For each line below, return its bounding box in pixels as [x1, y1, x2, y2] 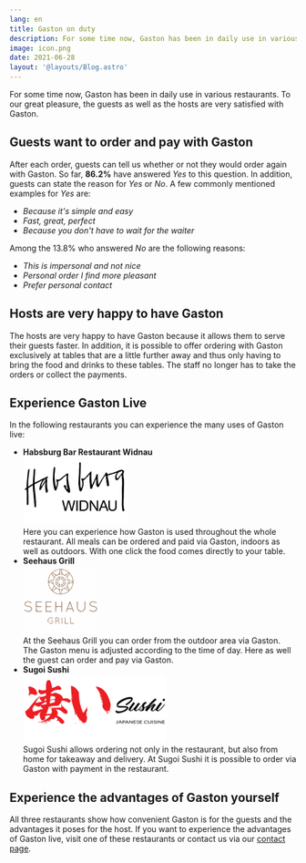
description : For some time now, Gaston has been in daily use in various [9, 34, 300, 43]
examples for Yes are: [9, 188, 91, 199]
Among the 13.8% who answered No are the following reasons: [9, 242, 246, 253]
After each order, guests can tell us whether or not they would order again [9, 159, 287, 170]
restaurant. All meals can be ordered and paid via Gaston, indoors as [22, 536, 280, 547]
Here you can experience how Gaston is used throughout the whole [22, 527, 277, 538]
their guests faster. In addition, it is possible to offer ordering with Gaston [9, 340, 283, 351]
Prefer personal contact [22, 279, 113, 291]
